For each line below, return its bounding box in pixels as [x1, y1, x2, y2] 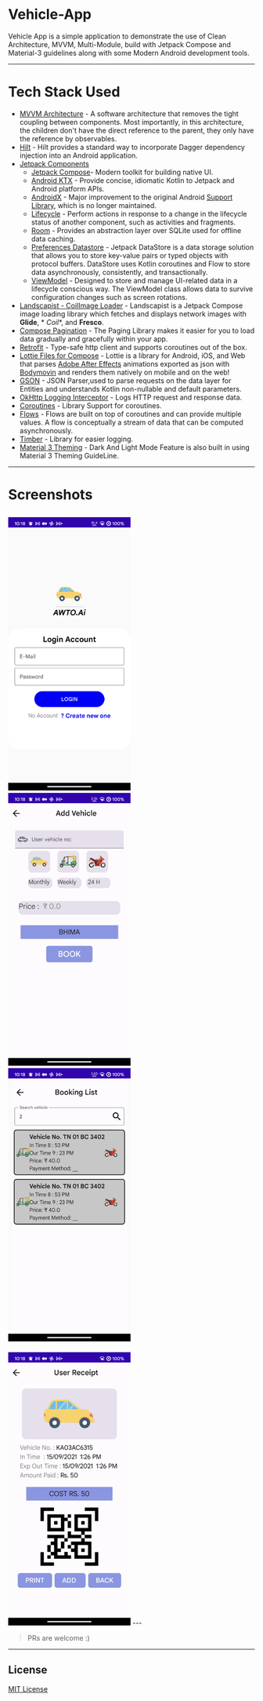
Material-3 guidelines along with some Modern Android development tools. [8, 48, 250, 57]
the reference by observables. [19, 133, 117, 143]
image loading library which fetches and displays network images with [19, 308, 247, 319]
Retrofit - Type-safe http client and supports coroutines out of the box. [19, 342, 248, 352]
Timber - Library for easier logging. [19, 434, 134, 444]
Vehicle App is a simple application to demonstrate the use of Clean [8, 31, 227, 41]
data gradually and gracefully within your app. [19, 334, 168, 343]
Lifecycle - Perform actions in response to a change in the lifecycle [31, 209, 247, 218]
